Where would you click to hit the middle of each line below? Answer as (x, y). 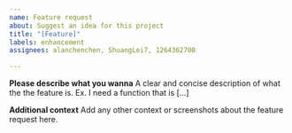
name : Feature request (51, 17)
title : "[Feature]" (45, 34)
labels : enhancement (47, 42)
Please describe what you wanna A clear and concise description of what (145, 83)
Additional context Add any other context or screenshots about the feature (146, 110)
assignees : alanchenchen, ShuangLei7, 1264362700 (103, 51)
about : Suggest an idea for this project (87, 26)
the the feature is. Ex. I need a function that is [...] (99, 93)
